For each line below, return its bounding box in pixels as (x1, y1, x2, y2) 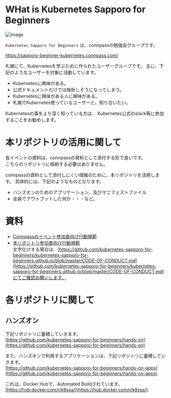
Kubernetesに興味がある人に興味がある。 (12, 93, 100, 99)
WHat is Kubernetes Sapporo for (5, 4, 146, 15)
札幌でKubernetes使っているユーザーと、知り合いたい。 (12, 99, 131, 106)
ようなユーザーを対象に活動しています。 (14, 69, 99, 75)
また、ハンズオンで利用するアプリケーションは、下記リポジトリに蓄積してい (5, 352, 166, 359)
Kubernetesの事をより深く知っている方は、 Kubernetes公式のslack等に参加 (5, 110, 164, 116)
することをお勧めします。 (5, 116, 59, 123)
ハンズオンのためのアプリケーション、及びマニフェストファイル (12, 189, 147, 195)
